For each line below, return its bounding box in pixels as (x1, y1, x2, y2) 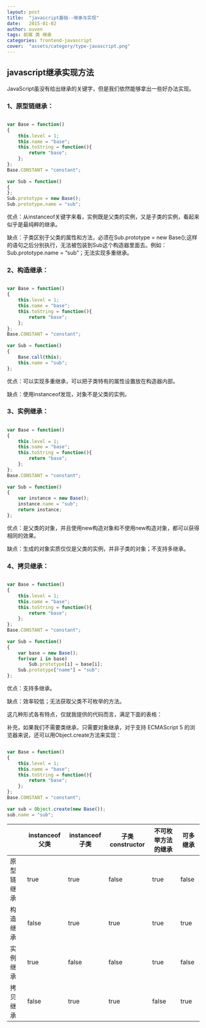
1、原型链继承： (7, 102, 54, 110)
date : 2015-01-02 (7, 20, 57, 26)
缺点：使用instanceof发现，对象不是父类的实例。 (7, 390, 130, 397)
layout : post (7, 9, 40, 15)
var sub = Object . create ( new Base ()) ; (7, 806, 106, 812)
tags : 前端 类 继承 (7, 32, 52, 38)
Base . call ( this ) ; (18, 354, 62, 360)
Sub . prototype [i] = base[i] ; (29, 661, 103, 667)
